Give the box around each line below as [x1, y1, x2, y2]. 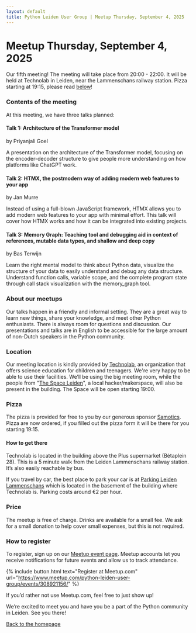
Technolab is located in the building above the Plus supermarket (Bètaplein [6, 452, 187, 459]
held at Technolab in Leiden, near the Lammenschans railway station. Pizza [6, 77, 188, 84]
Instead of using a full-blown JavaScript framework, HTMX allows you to [6, 205, 181, 212]
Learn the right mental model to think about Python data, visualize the [6, 261, 174, 269]
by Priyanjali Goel [6, 137, 49, 144]
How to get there [6, 439, 48, 446]
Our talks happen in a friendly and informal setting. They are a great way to [6, 308, 187, 315]
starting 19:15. [6, 426, 40, 433]
